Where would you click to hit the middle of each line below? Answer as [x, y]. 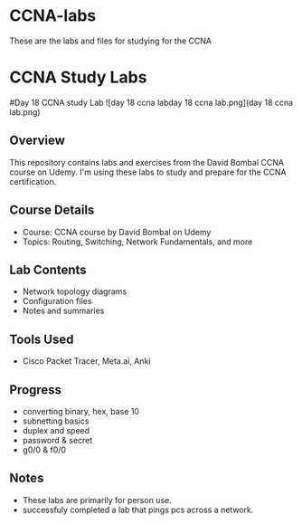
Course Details [52, 210]
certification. [33, 181]
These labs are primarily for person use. [97, 500]
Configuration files [57, 301]
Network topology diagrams [75, 291]
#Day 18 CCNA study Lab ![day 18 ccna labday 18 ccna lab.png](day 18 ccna [151, 102]
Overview [38, 141]
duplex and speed [56, 430]
